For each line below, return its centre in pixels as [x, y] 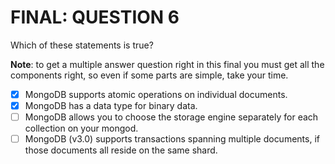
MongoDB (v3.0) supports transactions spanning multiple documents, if [172, 139]
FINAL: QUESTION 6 [95, 17]
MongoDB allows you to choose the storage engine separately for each [171, 117]
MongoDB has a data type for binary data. [111, 105]
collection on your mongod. [81, 128]
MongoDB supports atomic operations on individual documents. [156, 94]
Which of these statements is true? [82, 45]
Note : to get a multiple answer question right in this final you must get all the [167, 64]
